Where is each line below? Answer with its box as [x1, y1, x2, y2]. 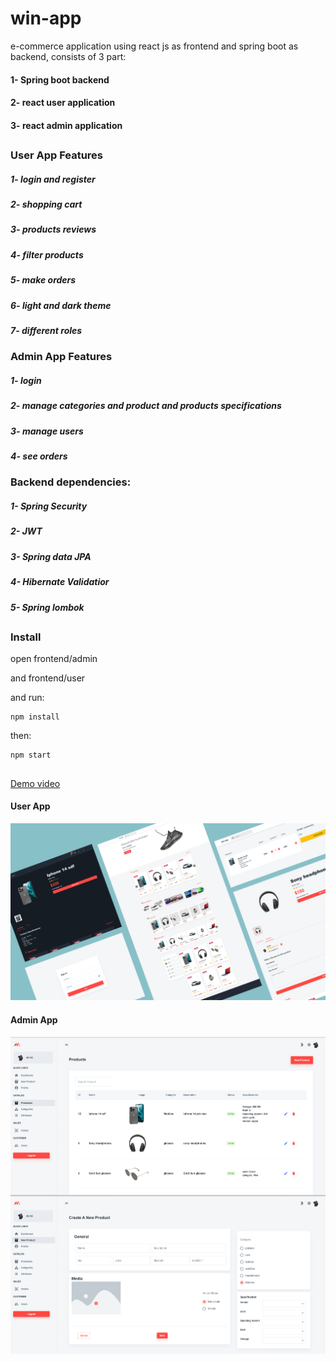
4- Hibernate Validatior [10, 576, 110, 588]
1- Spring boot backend [10, 73, 110, 86]
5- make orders [10, 274, 77, 286]
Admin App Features [10, 350, 113, 364]
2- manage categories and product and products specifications [10, 400, 282, 412]
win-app [10, 7, 82, 30]
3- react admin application [10, 119, 123, 131]
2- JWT [10, 525, 43, 537]
